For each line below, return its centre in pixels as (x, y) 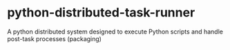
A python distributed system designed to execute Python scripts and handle (115, 32)
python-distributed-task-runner (101, 13)
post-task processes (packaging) (55, 38)
